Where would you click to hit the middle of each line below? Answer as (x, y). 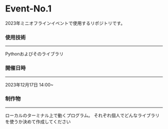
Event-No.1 (28, 9)
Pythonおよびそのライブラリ (34, 54)
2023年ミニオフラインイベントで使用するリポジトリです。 (65, 23)
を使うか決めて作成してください (38, 121)
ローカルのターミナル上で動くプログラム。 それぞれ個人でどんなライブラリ (82, 115)
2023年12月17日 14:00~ (29, 84)
